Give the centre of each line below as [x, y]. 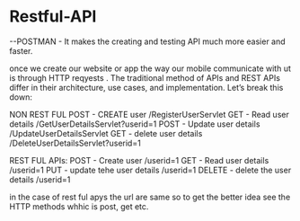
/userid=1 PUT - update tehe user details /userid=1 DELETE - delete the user [150, 170]
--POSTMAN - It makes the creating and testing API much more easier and [147, 41]
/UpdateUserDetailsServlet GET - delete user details [106, 133]
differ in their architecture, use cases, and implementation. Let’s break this [146, 87]
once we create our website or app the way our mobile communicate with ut [150, 68]
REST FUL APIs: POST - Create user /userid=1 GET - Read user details [139, 160]
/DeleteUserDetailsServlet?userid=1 [75, 143]
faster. [21, 50]
